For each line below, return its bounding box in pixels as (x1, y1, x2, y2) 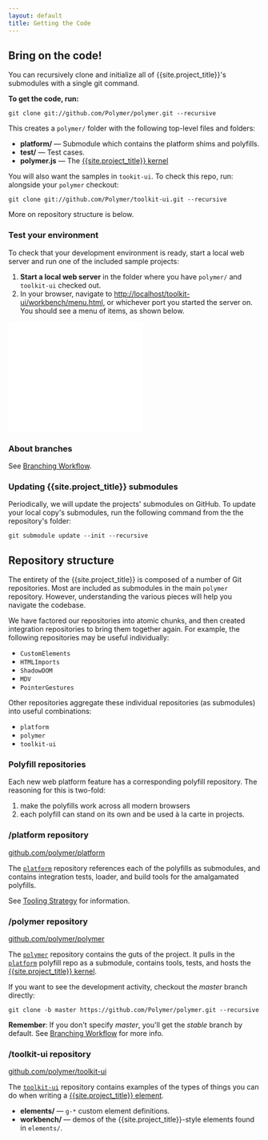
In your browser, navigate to (19, 289, 113, 299)
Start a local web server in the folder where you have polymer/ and (19, 271, 242, 281)
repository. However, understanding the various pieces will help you (8, 592, 232, 601)
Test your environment (8, 230, 98, 241)
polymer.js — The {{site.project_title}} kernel (19, 156, 169, 166)
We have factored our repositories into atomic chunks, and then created (8, 616, 246, 625)
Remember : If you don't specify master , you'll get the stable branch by (8, 1020, 242, 1030)
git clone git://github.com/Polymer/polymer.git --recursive (8, 110, 217, 118)
